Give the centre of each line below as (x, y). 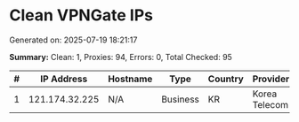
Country (226, 79)
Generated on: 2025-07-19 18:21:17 (73, 40)
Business (181, 99)
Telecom (271, 104)
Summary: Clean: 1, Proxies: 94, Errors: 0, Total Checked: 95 (121, 57)
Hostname (130, 79)
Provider (271, 79)
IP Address (64, 79)
